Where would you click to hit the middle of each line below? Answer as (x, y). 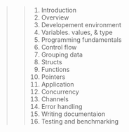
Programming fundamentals (81, 40)
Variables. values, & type (77, 32)
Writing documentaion (73, 114)
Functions (55, 69)
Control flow (59, 47)
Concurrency (60, 91)
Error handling (62, 107)
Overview (55, 17)
